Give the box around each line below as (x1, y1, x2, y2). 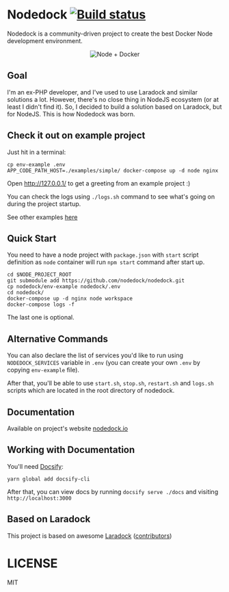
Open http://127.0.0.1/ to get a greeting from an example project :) (7, 179, 191, 188)
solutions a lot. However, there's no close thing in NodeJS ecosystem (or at (7, 95, 219, 103)
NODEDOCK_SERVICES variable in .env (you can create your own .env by (7, 359, 200, 367)
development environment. (7, 36, 83, 44)
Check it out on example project (7, 130, 146, 142)
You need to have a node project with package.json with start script (7, 250, 199, 259)
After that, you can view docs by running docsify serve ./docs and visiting (7, 487, 219, 496)
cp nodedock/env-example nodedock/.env (7, 283, 121, 290)
